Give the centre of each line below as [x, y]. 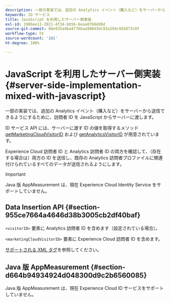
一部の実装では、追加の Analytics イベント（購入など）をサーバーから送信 [83, 111]
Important [15, 174]
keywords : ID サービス [28, 15]
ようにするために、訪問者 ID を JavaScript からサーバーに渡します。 [85, 117]
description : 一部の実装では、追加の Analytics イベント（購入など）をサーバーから [86, 10]
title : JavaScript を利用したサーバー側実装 [48, 19]
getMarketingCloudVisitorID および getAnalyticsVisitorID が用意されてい [80, 134]
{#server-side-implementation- [74, 85]
